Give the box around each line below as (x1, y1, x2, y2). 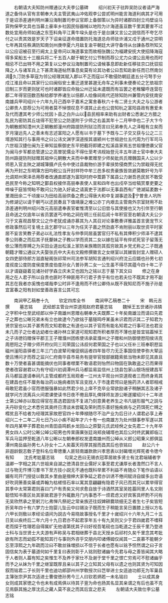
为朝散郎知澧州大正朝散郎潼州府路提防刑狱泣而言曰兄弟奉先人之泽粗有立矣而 (5, 124, 163, 130)
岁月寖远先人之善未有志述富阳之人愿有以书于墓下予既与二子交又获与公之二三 (5, 130, 163, 136)
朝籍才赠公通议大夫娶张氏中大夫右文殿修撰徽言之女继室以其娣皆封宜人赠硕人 (5, 249, 163, 255)
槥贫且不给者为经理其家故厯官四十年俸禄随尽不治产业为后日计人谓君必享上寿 (5, 411, 163, 416)
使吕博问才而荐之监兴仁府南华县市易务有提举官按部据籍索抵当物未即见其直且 (5, 354, 163, 360)
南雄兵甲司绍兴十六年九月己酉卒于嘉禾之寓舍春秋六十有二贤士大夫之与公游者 (5, 98, 163, 104)
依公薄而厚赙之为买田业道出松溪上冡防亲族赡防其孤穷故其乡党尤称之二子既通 (5, 243, 163, 249)
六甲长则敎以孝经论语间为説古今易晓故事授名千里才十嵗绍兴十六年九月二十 (5, 511, 158, 517)
